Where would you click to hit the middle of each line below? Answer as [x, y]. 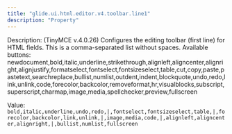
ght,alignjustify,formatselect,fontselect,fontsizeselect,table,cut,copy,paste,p [116, 69]
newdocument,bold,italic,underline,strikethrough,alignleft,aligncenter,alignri [115, 62]
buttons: [19, 55]
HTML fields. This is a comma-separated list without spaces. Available [108, 47]
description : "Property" [43, 20]
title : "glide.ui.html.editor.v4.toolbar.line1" [79, 14]
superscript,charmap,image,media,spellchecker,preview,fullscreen [102, 92]
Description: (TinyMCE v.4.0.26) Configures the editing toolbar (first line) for [116, 40]
